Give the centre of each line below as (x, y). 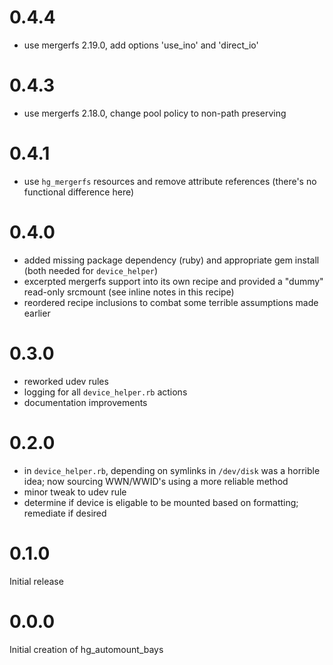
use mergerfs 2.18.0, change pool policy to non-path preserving (155, 113)
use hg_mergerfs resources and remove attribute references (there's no (170, 181)
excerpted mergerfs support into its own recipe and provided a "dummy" (173, 281)
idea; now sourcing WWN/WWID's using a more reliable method (156, 481)
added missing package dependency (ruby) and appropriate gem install (171, 260)
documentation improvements (85, 402)
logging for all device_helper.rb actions (105, 392)
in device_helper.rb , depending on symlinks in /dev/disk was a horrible (172, 470)
